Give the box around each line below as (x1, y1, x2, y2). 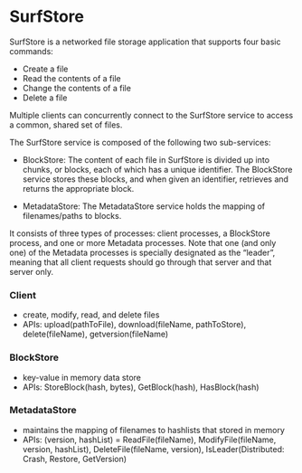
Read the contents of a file (22, 72, 121, 83)
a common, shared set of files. (9, 119, 123, 130)
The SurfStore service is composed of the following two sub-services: (9, 137, 271, 147)
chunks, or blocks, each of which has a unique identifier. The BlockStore (22, 164, 293, 175)
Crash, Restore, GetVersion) (22, 453, 127, 464)
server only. (9, 266, 54, 277)
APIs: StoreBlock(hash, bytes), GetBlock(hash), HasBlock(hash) (22, 382, 260, 393)
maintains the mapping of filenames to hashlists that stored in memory (22, 424, 285, 435)
